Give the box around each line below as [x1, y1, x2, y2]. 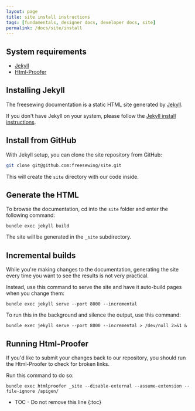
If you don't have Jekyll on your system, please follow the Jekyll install [6, 112, 176, 119]
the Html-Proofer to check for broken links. [6, 361, 110, 367]
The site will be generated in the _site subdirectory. [6, 233, 132, 240]
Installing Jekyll [6, 86, 66, 96]
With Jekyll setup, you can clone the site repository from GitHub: [6, 151, 162, 158]
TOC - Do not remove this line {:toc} [14, 399, 101, 405]
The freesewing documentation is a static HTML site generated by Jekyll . [6, 101, 183, 108]
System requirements [6, 46, 87, 56]
